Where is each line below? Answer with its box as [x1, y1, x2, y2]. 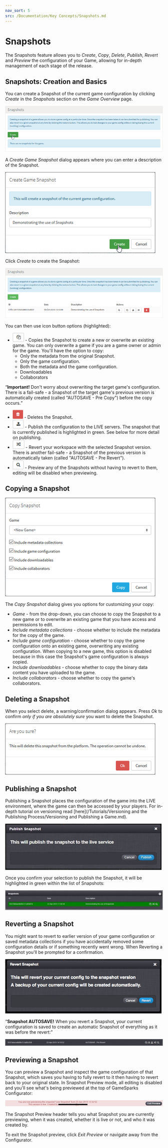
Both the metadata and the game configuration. [19, 364, 118, 370]
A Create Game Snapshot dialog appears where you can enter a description [5, 157, 161, 163]
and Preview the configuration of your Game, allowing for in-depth [5, 58, 142, 64]
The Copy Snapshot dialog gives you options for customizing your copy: [5, 601, 154, 607]
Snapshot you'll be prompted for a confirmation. [5, 949, 104, 955]
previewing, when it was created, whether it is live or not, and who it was [5, 1116, 155, 1122]
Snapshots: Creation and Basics [5, 77, 107, 86]
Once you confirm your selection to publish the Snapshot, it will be [5, 875, 142, 881]
